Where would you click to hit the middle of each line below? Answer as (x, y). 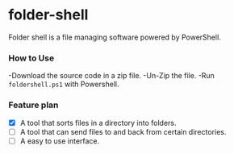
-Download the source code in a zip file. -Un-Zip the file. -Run (112, 76)
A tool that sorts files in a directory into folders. (98, 123)
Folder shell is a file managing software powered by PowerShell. (115, 37)
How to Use (31, 58)
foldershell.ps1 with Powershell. (64, 84)
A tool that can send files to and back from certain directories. (123, 131)
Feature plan (33, 105)
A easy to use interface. (60, 141)
